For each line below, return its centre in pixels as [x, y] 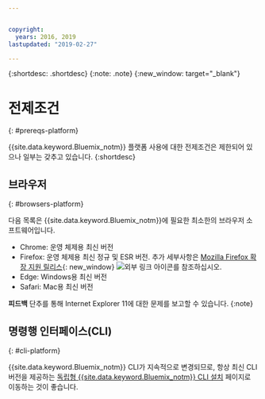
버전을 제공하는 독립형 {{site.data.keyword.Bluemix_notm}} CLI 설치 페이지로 [130, 377]
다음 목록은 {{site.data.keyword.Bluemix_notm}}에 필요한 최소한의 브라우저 [126, 221]
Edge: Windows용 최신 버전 [63, 277]
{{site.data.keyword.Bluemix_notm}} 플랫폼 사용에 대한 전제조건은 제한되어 [126, 147]
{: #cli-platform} [35, 351]
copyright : [26, 29]
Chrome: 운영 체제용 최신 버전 [66, 247]
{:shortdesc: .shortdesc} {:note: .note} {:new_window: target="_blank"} [124, 74]
